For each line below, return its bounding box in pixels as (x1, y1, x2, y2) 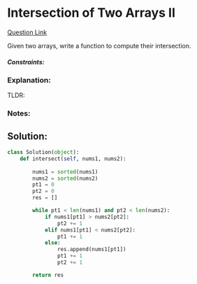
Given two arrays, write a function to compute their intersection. (7, 41, 191, 50)
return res (32, 271, 64, 278)
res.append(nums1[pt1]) (57, 246, 127, 253)
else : (44, 239, 61, 246)
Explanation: (7, 75, 51, 85)
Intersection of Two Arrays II (7, 5, 176, 21)
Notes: (7, 108, 31, 118)
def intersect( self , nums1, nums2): (20, 155, 127, 162)
